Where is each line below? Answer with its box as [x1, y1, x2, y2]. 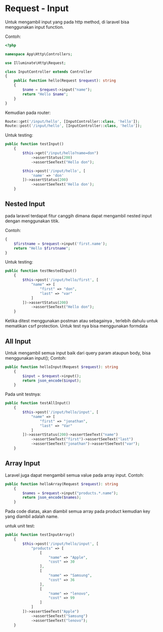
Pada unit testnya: [5, 391, 41, 397]
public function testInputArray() [5, 532, 75, 537]
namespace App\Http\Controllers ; [5, 51, 73, 56]
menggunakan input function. [5, 24, 64, 30]
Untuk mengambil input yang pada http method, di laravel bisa [5, 19, 130, 25]
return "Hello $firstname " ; [14, 246, 70, 250]
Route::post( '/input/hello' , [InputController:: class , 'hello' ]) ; [5, 123, 142, 129]
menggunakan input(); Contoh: [5, 355, 66, 361]
